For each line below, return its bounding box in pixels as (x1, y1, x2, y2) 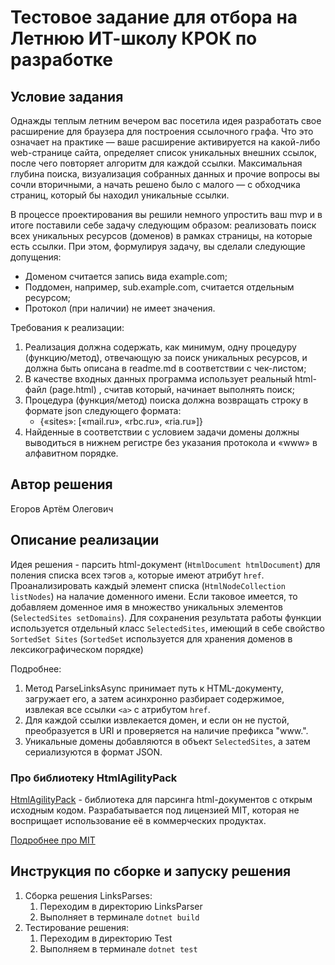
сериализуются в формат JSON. (24, 746, 163, 758)
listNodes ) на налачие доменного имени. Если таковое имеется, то (10, 590, 298, 602)
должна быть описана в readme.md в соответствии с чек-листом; (24, 362, 307, 374)
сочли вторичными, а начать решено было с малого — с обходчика (10, 179, 301, 190)
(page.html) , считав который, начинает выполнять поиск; (48, 384, 295, 395)
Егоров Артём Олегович (10, 502, 114, 515)
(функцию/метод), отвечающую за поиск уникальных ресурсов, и (24, 352, 308, 363)
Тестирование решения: (24, 921, 129, 933)
